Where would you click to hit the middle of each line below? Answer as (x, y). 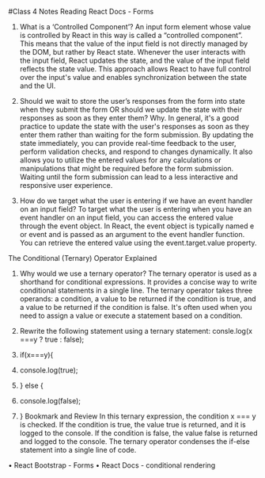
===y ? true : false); (52, 339)
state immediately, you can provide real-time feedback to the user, (128, 143)
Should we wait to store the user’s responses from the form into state (132, 101)
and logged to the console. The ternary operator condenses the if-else (135, 442)
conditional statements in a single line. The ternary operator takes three (136, 290)
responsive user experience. (66, 185)
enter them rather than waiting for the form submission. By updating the (136, 135)
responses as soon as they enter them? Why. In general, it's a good (129, 118)
